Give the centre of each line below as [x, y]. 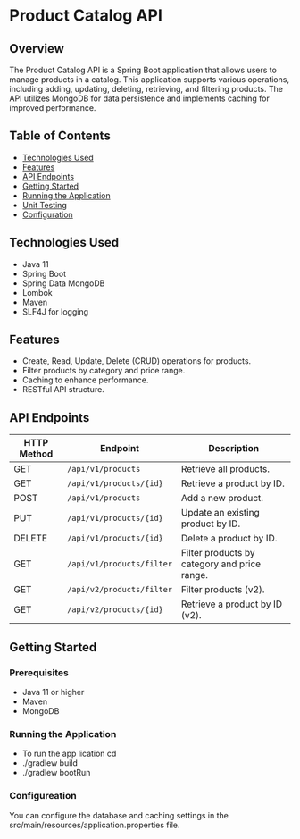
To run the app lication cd [69, 754]
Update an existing [221, 513]
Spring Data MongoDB [63, 283]
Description [234, 449]
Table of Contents [60, 136]
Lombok [37, 292]
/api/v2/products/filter [119, 590]
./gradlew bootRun [56, 773]
